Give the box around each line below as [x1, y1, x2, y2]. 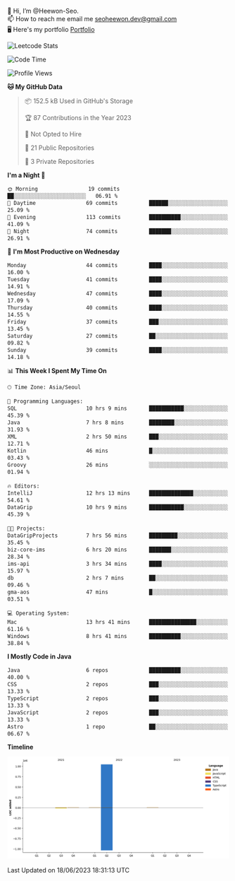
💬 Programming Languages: [7, 398, 83, 405]
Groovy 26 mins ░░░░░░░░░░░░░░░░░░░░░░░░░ [7, 461, 229, 468]
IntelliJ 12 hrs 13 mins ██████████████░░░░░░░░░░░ [7, 490, 229, 497]
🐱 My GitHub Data [7, 83, 63, 91]
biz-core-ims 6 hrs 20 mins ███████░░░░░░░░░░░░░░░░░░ [7, 546, 229, 553]
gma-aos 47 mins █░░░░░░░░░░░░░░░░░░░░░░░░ [7, 589, 229, 596]
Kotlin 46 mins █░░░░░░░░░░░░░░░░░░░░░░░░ [7, 447, 229, 454]
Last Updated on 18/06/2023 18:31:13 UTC [7, 866, 130, 875]
